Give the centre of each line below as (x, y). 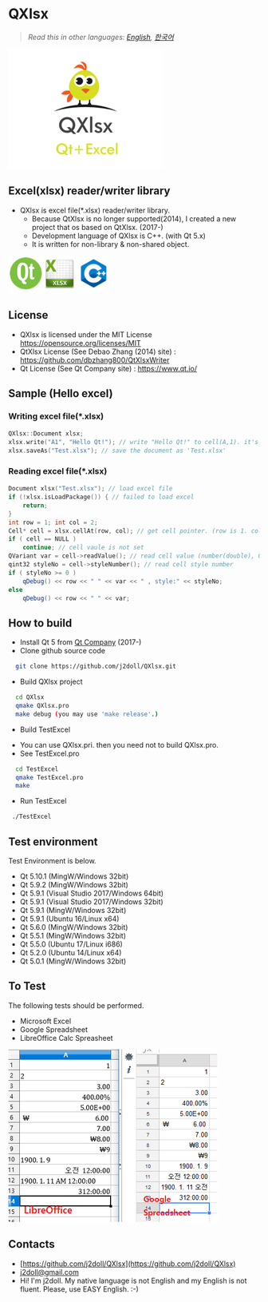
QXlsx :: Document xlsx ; (46, 434)
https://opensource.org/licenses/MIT (80, 343)
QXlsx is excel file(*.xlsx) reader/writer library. (95, 210)
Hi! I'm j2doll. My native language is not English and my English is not (133, 1280)
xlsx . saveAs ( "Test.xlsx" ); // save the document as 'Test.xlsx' (117, 451)
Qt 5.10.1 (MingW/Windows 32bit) (74, 876)
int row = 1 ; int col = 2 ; (53, 522)
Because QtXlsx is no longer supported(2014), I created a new (134, 218)
